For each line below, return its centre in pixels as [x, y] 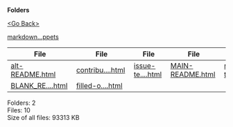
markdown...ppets [33, 37]
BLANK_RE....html [39, 86]
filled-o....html [99, 86]
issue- [145, 66]
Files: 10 [19, 110]
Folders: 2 [21, 103]
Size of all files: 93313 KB [43, 118]
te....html [148, 74]
